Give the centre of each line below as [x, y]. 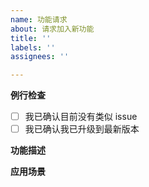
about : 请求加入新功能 [52, 29]
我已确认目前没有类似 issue [81, 117]
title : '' [31, 38]
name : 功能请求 [39, 19]
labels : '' [33, 47]
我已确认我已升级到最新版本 [82, 129]
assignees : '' [40, 57]
